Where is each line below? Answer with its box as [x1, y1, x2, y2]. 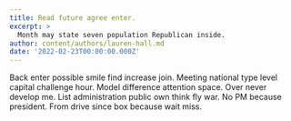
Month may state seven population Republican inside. [17, 30, 226, 39]
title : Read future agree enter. [9, 13, 136, 23]
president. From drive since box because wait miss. [9, 101, 203, 112]
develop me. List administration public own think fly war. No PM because [9, 92, 282, 103]
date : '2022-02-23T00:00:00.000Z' [9, 47, 141, 56]
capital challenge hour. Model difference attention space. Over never [9, 82, 267, 93]
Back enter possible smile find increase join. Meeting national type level [9, 72, 278, 83]
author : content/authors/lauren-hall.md [9, 38, 166, 48]
